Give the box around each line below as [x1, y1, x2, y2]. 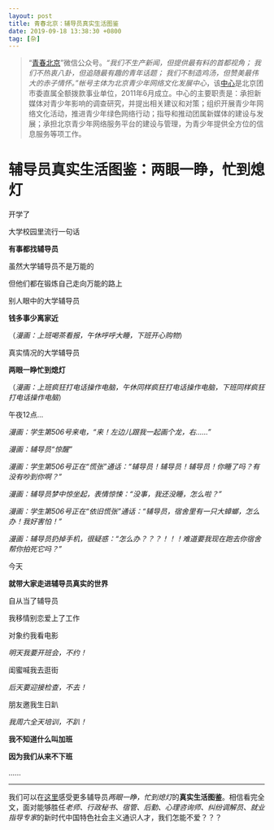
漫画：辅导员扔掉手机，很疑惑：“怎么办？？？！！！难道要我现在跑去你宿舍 [8, 534, 262, 544]
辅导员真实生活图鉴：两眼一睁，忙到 [8, 160, 251, 179]
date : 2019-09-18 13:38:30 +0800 [8, 27, 122, 35]
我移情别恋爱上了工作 [8, 614, 80, 623]
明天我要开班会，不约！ [8, 648, 87, 657]
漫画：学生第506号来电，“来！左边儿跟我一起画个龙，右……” [8, 427, 211, 437]
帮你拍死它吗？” [8, 544, 63, 554]
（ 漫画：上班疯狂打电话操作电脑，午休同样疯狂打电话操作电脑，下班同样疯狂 [8, 382, 265, 392]
